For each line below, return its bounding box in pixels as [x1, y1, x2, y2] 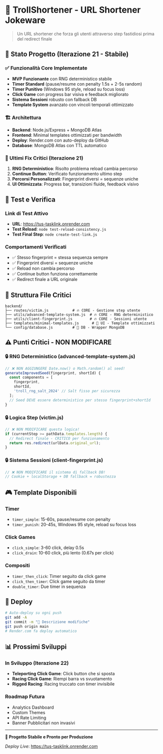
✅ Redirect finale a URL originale [12, 276, 78, 282]
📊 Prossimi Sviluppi [5, 643, 67, 651]
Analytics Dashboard [12, 704, 54, 710]
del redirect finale [16, 36, 52, 42]
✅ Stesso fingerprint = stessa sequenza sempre [12, 255, 108, 260]
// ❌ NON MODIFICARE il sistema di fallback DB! [5, 470, 106, 475]
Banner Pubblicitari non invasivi [12, 720, 75, 726]
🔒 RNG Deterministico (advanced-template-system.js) [5, 353, 136, 360]
